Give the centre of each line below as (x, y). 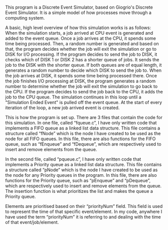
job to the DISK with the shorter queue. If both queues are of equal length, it (83, 65)
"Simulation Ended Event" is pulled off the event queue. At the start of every (83, 102)
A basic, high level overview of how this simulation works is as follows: (78, 28)
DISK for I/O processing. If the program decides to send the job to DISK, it (81, 54)
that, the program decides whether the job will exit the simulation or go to (81, 49)
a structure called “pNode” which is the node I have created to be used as (81, 170)
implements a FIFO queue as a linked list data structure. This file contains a (83, 128)
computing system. (25, 18)
